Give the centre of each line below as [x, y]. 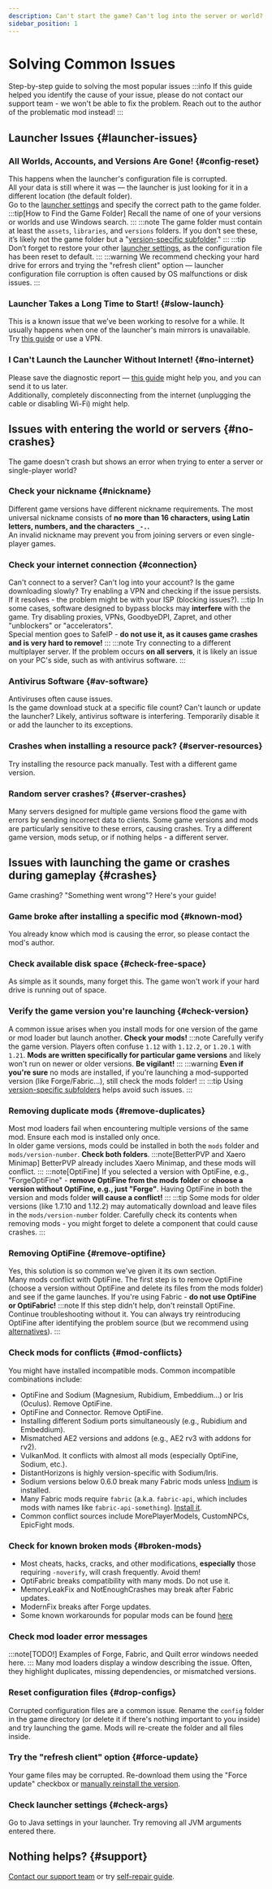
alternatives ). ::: [35, 1331]
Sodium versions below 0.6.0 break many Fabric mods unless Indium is [139, 1481]
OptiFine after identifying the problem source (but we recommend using [129, 1323]
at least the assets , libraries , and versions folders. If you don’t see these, [133, 231]
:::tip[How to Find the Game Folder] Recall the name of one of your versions [135, 213]
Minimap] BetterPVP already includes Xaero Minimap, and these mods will [132, 1163]
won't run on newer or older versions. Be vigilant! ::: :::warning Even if [126, 1063]
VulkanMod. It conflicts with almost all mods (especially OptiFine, [129, 1455]
